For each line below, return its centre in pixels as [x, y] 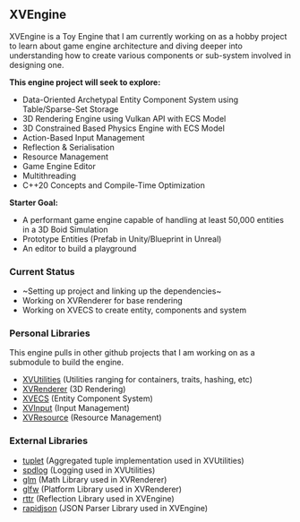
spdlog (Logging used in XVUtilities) [89, 470]
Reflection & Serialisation [68, 147]
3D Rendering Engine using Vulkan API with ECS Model [124, 118]
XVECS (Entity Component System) [88, 398]
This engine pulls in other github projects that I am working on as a [132, 353]
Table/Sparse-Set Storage [70, 109]
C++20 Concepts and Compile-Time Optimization [114, 185]
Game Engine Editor [59, 166]
